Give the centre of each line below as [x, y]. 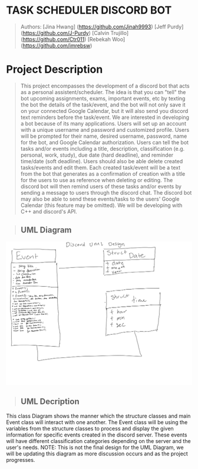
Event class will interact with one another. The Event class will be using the [97, 422]
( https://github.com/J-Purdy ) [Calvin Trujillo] [75, 33]
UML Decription [50, 402]
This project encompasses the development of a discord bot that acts [105, 86]
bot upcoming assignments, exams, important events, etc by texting [103, 98]
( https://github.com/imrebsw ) [56, 46]
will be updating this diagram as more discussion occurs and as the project [97, 454]
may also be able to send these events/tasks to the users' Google [100, 199]
